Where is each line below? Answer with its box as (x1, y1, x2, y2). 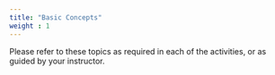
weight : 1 (9, 21, 50, 30)
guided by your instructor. (9, 55, 105, 66)
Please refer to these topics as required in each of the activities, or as (9, 46, 267, 56)
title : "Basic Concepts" (9, 12, 102, 22)
